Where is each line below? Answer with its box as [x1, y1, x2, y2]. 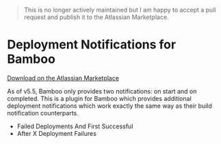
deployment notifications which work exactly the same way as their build [7, 102, 212, 110]
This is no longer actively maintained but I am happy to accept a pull [23, 6, 216, 14]
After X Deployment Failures [16, 129, 97, 137]
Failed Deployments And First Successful [16, 122, 133, 130]
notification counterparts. [7, 109, 79, 117]
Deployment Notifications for [7, 37, 177, 53]
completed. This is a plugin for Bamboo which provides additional [7, 94, 192, 102]
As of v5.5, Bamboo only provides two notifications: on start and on [7, 87, 197, 95]
